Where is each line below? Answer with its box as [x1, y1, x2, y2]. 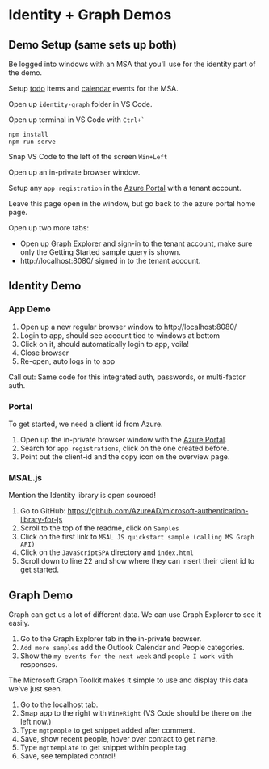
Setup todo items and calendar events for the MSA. [8, 83, 179, 93]
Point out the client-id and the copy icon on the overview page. [19, 451, 230, 462]
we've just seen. [8, 684, 63, 694]
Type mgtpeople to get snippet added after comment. [19, 725, 195, 735]
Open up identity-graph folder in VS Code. [8, 99, 153, 108]
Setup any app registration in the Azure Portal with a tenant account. [8, 184, 242, 192]
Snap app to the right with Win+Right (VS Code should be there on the [19, 708, 252, 718]
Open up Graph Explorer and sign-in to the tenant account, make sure [19, 239, 253, 248]
